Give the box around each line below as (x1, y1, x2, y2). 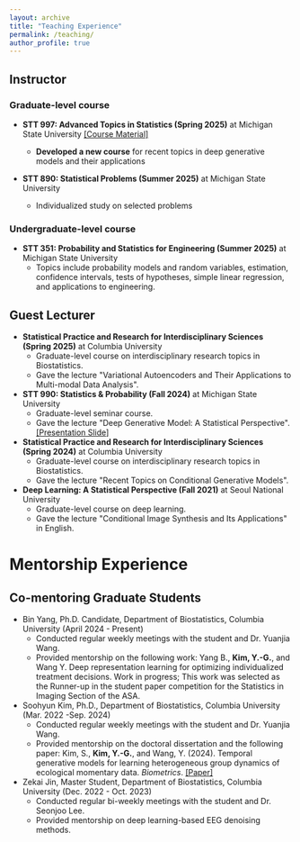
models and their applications (35, 155, 146, 167)
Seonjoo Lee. (35, 805, 85, 816)
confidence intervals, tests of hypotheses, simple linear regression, (35, 272, 285, 283)
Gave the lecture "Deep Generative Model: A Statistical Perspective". (35, 418, 290, 429)
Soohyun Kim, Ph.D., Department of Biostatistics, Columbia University (22, 700, 281, 711)
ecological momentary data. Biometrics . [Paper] (35, 767, 214, 778)
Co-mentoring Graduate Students (9, 590, 202, 605)
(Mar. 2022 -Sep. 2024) (22, 710, 111, 720)
